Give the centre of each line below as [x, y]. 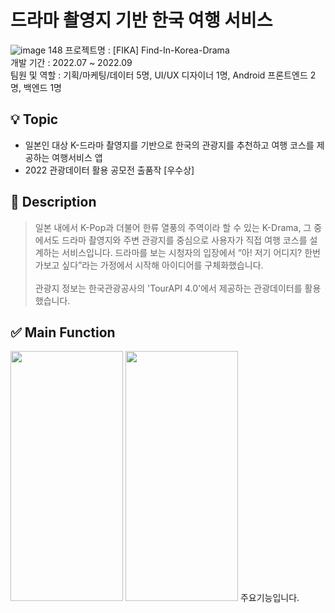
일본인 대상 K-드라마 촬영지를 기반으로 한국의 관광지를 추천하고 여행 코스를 [169, 145]
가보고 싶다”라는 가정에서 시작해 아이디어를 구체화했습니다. [149, 265]
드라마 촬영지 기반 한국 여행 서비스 [141, 20]
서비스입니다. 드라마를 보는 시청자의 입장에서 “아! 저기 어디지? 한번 [191, 252]
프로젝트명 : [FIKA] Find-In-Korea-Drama [147, 50]
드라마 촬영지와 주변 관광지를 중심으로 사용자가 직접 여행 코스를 [184, 240]
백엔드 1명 [43, 87]
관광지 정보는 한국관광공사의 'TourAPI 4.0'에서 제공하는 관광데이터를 [168, 288]
